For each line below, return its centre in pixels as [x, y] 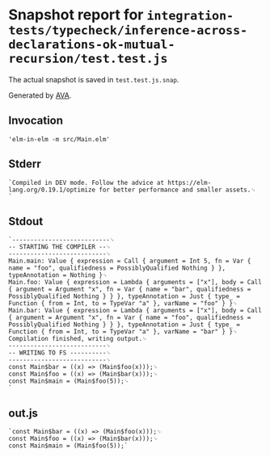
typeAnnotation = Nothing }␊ [58, 275]
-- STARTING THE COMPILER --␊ [60, 247]
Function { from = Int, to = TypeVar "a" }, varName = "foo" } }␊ [123, 304]
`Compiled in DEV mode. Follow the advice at [86, 182]
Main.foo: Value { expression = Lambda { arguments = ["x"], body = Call [135, 283]
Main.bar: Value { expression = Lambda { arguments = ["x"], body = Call [135, 311]
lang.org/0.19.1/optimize [52, 190]
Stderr [25, 164]
